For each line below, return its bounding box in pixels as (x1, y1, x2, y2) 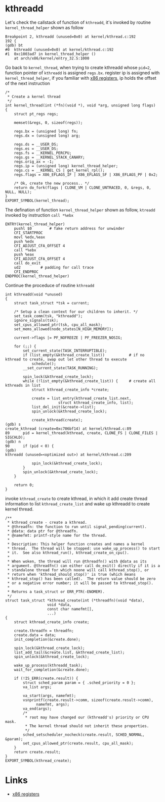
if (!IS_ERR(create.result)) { (14, 676, 79, 681)
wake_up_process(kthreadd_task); (14, 663, 83, 668)
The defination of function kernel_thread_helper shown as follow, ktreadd (5, 206, 156, 213)
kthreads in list (5, 383, 41, 388)
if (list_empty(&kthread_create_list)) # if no (23, 352, 145, 357)
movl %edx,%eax (14, 235, 45, 240)
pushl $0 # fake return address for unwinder (14, 226, 125, 231)
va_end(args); (23, 706, 52, 711)
